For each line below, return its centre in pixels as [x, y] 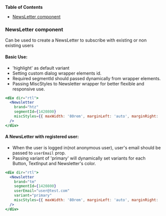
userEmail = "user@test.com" [42, 191]
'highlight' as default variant [41, 68]
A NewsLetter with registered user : [42, 137]
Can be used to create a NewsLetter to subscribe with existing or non [76, 40]
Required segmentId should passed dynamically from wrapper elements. [86, 78]
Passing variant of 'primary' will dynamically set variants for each [79, 158]
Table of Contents [24, 7]
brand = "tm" [25, 182]
